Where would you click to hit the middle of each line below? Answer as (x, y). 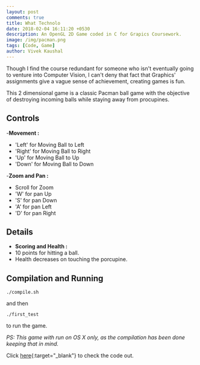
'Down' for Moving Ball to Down (54, 164)
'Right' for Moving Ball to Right (53, 151)
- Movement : (23, 133)
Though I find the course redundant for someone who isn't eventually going (100, 68)
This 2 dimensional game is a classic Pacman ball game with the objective (98, 93)
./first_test (23, 315)
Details (20, 232)
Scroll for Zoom (34, 187)
